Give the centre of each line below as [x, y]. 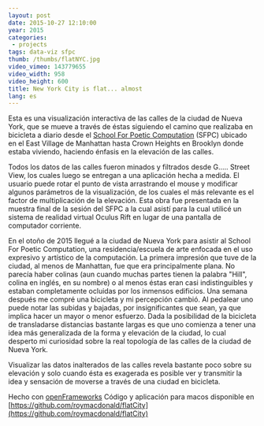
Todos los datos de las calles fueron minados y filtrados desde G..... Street [129, 167]
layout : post [30, 15]
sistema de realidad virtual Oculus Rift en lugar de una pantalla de [115, 217]
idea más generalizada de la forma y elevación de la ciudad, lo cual [117, 333]
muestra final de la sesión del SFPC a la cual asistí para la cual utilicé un [125, 209]
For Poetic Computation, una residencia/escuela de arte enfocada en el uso [131, 250]
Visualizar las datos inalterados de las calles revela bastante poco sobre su [130, 365]
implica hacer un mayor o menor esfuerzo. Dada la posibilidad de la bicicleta [132, 317]
